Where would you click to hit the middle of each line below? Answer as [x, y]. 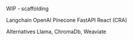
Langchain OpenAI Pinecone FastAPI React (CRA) [67, 20]
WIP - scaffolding [28, 9]
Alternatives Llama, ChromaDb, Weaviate [56, 31]
